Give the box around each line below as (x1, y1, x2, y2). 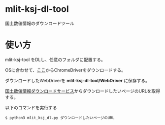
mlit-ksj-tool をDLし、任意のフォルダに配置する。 (5, 57, 106, 62)
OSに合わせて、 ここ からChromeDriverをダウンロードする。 (5, 67, 126, 73)
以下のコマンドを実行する (5, 104, 57, 110)
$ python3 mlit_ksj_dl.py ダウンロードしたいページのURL (5, 115, 115, 120)
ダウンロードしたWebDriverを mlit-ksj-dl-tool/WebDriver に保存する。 (5, 77, 150, 83)
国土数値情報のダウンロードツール (5, 20, 74, 26)
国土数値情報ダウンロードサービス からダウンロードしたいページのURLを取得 (5, 88, 161, 94)
